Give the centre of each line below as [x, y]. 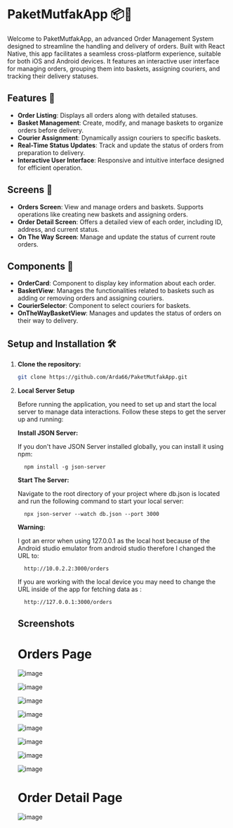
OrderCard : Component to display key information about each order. [116, 283]
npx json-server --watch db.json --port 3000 [92, 514]
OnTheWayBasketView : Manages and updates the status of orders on [119, 313]
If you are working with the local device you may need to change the [116, 582]
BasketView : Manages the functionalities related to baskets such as [116, 291]
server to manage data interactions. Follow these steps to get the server [121, 412]
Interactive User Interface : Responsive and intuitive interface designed [121, 160]
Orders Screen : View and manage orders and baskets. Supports [110, 206]
